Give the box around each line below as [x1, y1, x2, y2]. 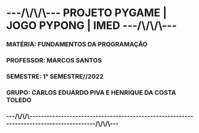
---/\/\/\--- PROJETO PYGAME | [6, 6, 167, 20]
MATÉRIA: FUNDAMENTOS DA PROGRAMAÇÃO [6, 40, 148, 49]
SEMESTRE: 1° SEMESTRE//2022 [6, 72, 104, 80]
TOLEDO [6, 96, 32, 104]
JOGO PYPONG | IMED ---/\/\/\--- [6, 19, 177, 32]
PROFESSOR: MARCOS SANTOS [6, 56, 102, 65]
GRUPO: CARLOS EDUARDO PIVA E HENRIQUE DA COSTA [6, 88, 176, 96]
